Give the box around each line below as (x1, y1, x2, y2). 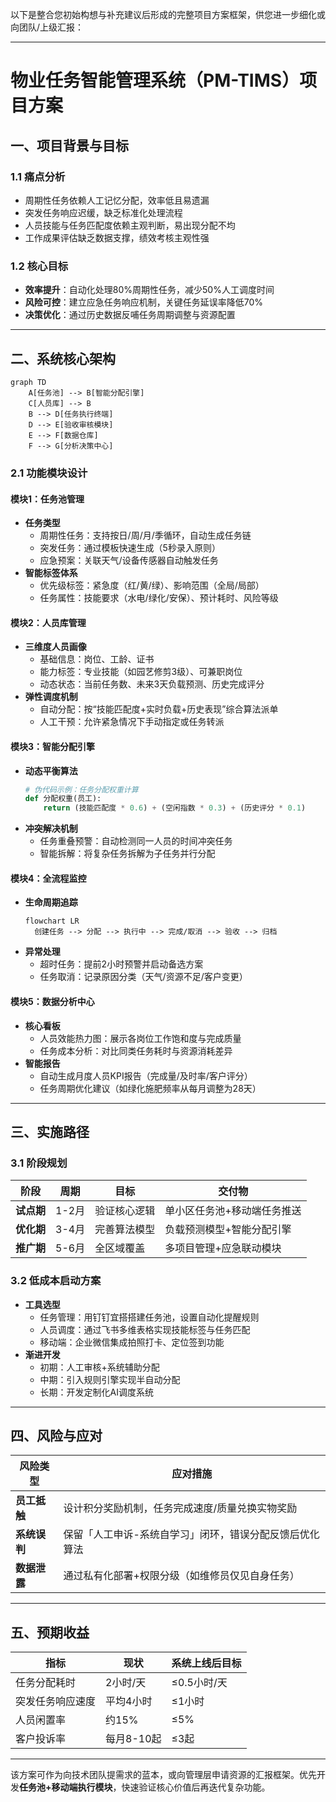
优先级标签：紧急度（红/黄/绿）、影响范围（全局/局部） (39, 579, 265, 592)
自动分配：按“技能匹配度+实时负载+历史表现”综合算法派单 (39, 703, 279, 715)
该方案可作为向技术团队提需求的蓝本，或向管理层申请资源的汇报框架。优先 (10, 1769, 317, 1781)
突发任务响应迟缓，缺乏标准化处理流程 (24, 206, 183, 218)
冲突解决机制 (24, 823, 78, 835)
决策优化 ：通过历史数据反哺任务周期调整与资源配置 (24, 309, 236, 321)
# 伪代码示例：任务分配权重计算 (24, 784, 139, 795)
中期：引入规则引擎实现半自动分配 (39, 1373, 181, 1385)
